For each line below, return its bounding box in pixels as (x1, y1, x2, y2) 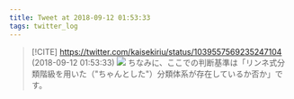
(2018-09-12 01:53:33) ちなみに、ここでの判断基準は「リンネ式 (31, 57, 278, 67)
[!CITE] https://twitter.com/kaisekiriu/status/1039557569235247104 (31, 46, 282, 57)
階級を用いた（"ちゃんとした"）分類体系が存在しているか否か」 (39, 68, 276, 79)
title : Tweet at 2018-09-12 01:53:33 (9, 13, 151, 22)
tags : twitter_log (9, 22, 78, 31)
